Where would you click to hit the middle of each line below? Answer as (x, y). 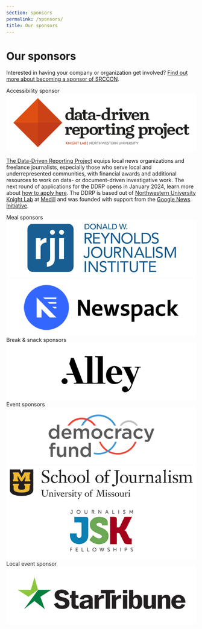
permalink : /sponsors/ (35, 19)
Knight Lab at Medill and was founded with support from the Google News (99, 199)
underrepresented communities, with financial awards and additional (91, 173)
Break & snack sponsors (36, 340)
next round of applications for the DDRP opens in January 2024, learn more (100, 186)
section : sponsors (29, 13)
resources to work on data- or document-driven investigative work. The (95, 180)
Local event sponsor (32, 563)
